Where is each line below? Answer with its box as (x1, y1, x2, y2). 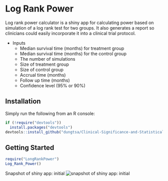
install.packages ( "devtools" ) (9, 125, 72, 130)
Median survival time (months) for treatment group (19, 45, 124, 51)
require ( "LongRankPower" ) (5, 156, 59, 162)
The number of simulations (19, 56, 75, 62)
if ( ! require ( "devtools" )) (5, 120, 61, 125)
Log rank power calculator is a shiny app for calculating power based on (5, 20, 154, 26)
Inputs (12, 40, 26, 46)
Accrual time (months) (19, 72, 66, 78)
